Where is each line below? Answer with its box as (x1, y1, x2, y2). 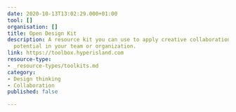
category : (7, 69, 37, 76)
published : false (7, 88, 58, 95)
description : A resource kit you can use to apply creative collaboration (7, 36, 231, 43)
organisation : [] (7, 23, 58, 30)
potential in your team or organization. (13, 43, 137, 50)
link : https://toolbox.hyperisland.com (7, 50, 124, 57)
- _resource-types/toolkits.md (7, 62, 99, 69)
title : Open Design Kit (7, 29, 77, 37)
